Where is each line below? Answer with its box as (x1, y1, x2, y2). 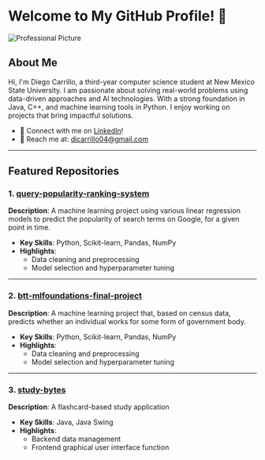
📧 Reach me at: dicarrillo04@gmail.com (19, 134, 148, 144)
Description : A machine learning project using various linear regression (8, 206, 241, 215)
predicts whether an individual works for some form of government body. (8, 316, 246, 326)
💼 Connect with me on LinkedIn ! (19, 125, 124, 135)
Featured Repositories (8, 165, 120, 178)
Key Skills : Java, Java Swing (19, 417, 114, 427)
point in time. (8, 223, 51, 232)
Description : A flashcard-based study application (8, 402, 170, 412)
